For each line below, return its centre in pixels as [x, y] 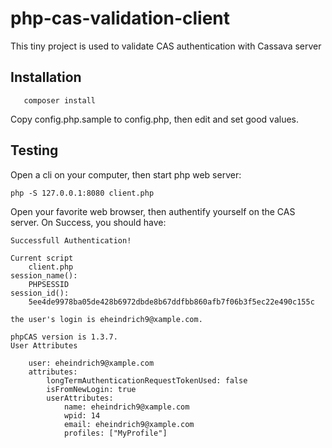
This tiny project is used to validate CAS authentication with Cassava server [166, 46]
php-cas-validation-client [120, 18]
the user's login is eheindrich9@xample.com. [106, 319]
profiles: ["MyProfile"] [115, 433]
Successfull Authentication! [71, 240]
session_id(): [40, 293]
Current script [42, 258]
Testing [34, 150]
